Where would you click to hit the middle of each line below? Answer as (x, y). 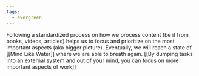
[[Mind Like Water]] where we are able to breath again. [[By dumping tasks (99, 54)
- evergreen (27, 17)
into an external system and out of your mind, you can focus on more (93, 60)
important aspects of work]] (41, 66)
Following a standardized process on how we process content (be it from (98, 34)
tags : (13, 12)
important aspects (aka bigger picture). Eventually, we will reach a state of (99, 47)
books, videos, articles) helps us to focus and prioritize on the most (90, 41)
